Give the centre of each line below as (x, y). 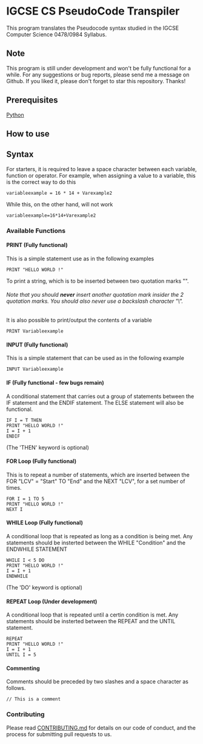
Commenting (23, 668)
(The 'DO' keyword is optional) (45, 587)
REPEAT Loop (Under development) (52, 601)
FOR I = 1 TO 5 (25, 499)
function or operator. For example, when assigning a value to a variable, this (101, 175)
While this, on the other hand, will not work (60, 204)
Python (15, 115)
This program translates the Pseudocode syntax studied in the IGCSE (93, 28)
